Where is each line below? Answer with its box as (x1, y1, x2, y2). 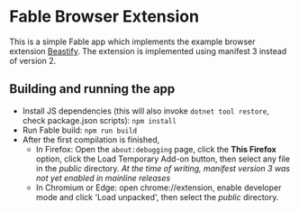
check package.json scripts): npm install (22, 115, 177, 125)
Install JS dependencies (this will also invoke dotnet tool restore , (22, 105, 270, 116)
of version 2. (9, 55, 57, 66)
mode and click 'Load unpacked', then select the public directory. (35, 191, 279, 202)
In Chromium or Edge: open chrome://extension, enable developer (35, 182, 282, 193)
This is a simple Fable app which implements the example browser (9, 36, 256, 47)
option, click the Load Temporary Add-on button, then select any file (35, 153, 291, 164)
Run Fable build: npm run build (22, 124, 138, 135)
